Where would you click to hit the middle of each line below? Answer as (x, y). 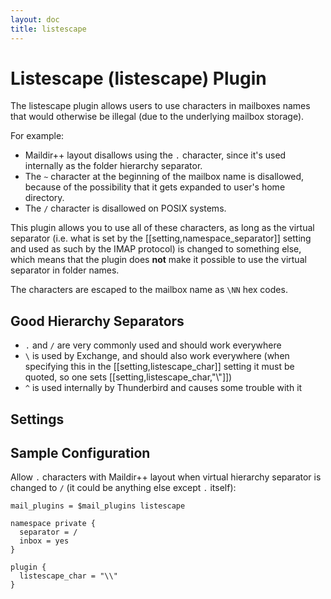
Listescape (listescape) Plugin (138, 78)
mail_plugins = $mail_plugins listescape (98, 506)
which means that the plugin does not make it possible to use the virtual (158, 260)
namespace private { (53, 524)
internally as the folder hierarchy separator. (113, 166)
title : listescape (48, 29)
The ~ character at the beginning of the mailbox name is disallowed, (164, 177)
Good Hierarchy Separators (97, 321)
